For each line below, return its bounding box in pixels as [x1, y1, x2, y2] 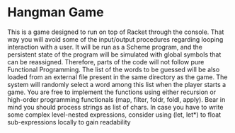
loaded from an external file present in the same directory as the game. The [7, 72, 228, 81]
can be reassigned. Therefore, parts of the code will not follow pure [7, 57, 205, 66]
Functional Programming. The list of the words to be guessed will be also [7, 65, 220, 74]
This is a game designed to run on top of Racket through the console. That [7, 28, 224, 36]
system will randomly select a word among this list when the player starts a [7, 80, 227, 88]
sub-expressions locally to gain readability [7, 117, 131, 126]
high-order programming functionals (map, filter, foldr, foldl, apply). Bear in [7, 95, 226, 103]
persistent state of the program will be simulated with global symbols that [7, 50, 222, 59]
